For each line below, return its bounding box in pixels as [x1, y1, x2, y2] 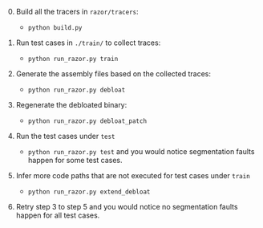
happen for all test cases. [15, 210, 100, 220]
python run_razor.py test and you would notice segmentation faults [27, 147, 255, 156]
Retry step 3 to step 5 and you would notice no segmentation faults [15, 202, 238, 211]
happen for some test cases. [27, 156, 123, 165]
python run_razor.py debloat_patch [27, 117, 147, 125]
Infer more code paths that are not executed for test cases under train [15, 171, 250, 180]
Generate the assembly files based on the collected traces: [15, 69, 211, 79]
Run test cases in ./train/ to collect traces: [15, 38, 161, 47]
